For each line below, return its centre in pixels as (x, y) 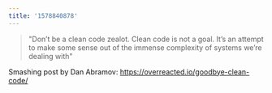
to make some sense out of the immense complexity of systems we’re (145, 47)
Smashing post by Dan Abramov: (63, 72)
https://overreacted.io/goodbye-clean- (185, 72)
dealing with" (50, 56)
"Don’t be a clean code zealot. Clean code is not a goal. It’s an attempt (146, 39)
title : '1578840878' (43, 16)
